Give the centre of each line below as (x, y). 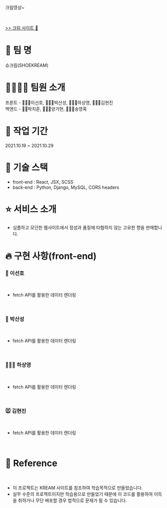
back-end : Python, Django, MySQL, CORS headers (66, 187)
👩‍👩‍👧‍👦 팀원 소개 (35, 88)
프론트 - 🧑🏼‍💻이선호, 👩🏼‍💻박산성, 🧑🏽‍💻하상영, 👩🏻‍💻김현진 (59, 102)
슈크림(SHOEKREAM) (27, 65)
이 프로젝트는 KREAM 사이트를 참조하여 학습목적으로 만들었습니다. (77, 488)
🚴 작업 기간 (26, 131)
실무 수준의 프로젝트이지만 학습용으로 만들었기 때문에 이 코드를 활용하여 (82, 494)
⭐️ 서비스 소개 (31, 209)
